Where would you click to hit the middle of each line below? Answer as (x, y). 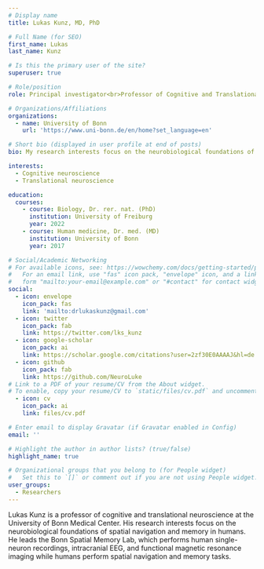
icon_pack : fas (47, 304)
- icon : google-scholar (54, 341)
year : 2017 (47, 246)
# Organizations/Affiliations (58, 108)
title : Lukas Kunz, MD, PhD (54, 23)
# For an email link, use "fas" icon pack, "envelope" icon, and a (125, 275)
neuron (20, 548)
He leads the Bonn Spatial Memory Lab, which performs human (111, 539)
